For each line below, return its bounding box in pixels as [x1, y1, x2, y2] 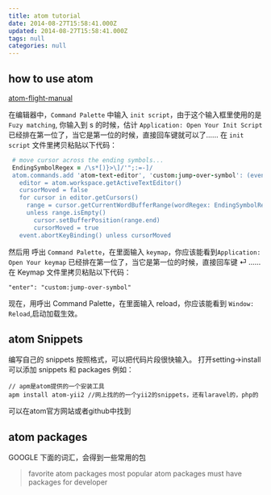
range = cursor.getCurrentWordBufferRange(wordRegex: [26, 201, 211, 210]
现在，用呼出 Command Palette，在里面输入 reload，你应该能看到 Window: [8, 298, 254, 308]
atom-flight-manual [8, 93, 73, 103]
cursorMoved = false [19, 187, 89, 195]
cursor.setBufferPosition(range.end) [33, 216, 161, 224]
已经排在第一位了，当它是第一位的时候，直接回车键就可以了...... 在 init [8, 130, 244, 140]
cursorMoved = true [33, 224, 99, 232]
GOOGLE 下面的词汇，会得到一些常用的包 [8, 453, 147, 463]
